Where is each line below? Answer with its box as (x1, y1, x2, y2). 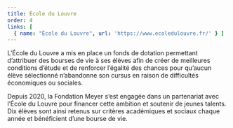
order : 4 (7, 17, 33, 24)
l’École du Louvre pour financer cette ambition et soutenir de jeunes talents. (7, 99, 227, 108)
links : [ (7, 23, 33, 30)
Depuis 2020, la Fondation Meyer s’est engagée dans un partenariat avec (7, 92, 220, 101)
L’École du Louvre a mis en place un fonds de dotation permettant (7, 49, 198, 57)
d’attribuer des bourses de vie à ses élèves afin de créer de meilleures (7, 57, 211, 65)
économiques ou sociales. (7, 78, 83, 87)
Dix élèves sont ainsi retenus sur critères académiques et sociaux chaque (7, 107, 220, 115)
